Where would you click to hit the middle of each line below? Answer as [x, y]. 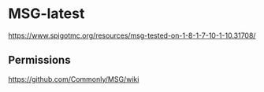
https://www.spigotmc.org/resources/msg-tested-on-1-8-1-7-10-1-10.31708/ [132, 35]
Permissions [39, 60]
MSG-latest [46, 14]
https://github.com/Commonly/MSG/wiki [74, 79]
